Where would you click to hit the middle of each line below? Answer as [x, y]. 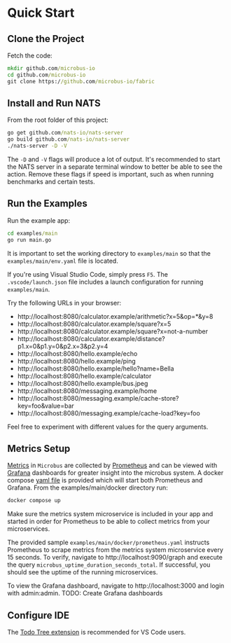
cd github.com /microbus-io [47, 75]
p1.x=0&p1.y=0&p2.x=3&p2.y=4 [63, 346]
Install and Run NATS [54, 103]
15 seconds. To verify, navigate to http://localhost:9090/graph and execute [115, 558]
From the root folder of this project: [58, 120]
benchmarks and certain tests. [51, 182]
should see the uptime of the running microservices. [83, 572]
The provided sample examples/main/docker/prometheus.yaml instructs [108, 542]
